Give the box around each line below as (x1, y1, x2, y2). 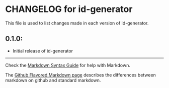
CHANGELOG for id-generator (5, 3, 133, 15)
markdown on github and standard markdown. (5, 77, 101, 83)
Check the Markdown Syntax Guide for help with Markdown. (5, 62, 131, 68)
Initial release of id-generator (12, 47, 73, 53)
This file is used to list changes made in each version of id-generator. (5, 20, 149, 26)
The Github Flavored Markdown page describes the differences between (5, 71, 156, 78)
